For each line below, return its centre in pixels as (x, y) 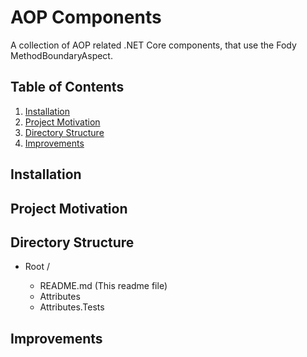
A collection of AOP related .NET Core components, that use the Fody (153, 45)
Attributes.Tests (72, 307)
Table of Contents (67, 87)
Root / (37, 267)
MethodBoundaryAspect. (61, 55)
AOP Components (86, 17)
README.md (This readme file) (103, 286)
